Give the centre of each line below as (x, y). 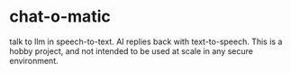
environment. (34, 60)
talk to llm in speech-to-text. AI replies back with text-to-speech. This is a (146, 41)
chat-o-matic (60, 17)
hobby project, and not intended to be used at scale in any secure (132, 50)
